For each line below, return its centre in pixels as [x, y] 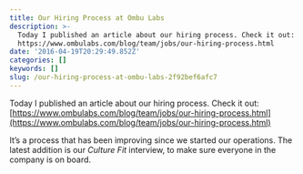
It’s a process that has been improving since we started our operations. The [151, 140]
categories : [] [38, 60]
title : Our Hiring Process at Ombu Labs [87, 18]
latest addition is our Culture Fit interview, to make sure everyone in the [143, 149]
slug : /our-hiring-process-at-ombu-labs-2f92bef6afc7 [114, 77]
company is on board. [50, 159]
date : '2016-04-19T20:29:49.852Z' [75, 52]
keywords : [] [34, 69]
